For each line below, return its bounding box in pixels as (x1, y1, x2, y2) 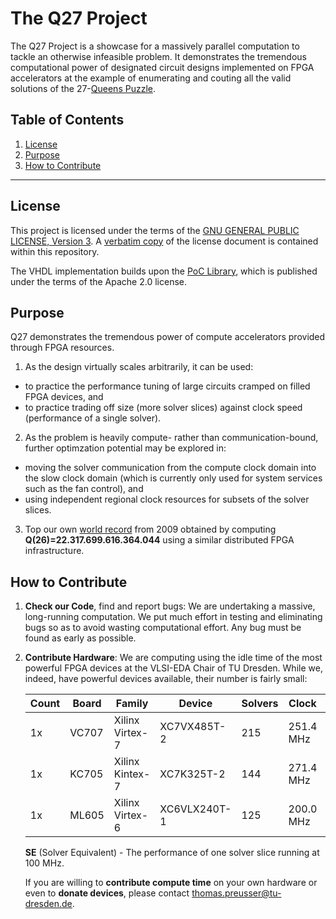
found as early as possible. (24, 632, 137, 644)
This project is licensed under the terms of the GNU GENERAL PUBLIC (10, 224, 300, 236)
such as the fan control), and (24, 483, 144, 495)
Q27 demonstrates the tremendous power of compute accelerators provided (10, 331, 326, 343)
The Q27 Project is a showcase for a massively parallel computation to (10, 40, 300, 52)
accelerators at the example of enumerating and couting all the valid (10, 72, 292, 84)
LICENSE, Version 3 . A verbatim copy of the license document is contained (10, 235, 319, 247)
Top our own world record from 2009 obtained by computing (24, 523, 277, 536)
